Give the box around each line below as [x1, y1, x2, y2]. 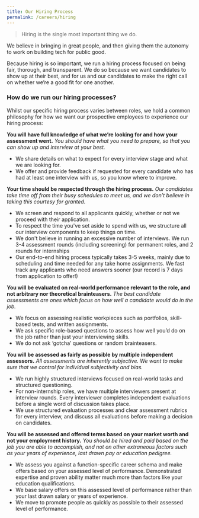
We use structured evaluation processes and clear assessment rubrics [15, 407, 188, 414]
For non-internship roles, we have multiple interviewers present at [15, 388, 176, 395]
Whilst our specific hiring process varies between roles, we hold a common [7, 107, 191, 114]
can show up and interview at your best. [7, 143, 105, 151]
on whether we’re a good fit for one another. [7, 78, 115, 86]
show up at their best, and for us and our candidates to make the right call [7, 72, 187, 79]
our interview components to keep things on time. [15, 228, 137, 235]
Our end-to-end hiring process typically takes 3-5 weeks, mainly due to [15, 253, 191, 261]
